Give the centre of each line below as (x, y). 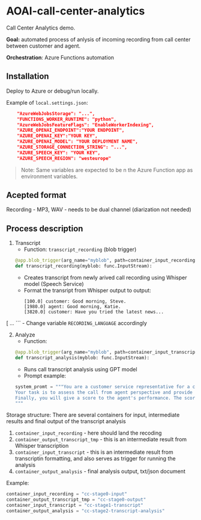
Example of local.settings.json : (47, 102)
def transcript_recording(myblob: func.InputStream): (83, 266)
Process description (45, 228)
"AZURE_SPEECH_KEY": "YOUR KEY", (59, 153)
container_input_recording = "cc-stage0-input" (67, 494)
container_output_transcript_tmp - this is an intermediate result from (101, 439)
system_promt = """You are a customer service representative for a (102, 386)
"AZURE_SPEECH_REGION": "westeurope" (64, 158)
